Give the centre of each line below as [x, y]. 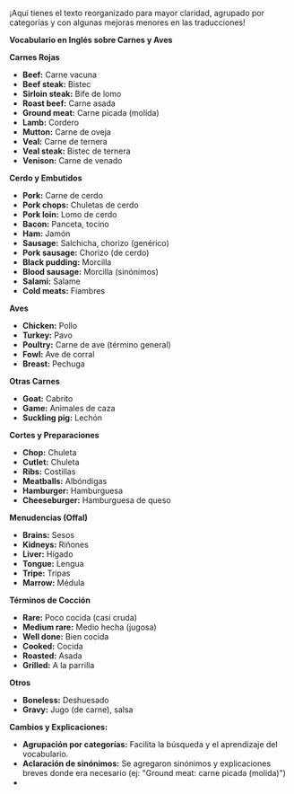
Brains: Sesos [48, 535]
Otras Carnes [35, 381]
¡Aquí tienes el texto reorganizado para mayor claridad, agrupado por [137, 13]
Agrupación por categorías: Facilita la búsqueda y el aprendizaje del [150, 744]
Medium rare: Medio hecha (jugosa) [89, 627]
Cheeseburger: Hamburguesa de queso [97, 500]
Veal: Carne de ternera [65, 141]
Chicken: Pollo [50, 326]
